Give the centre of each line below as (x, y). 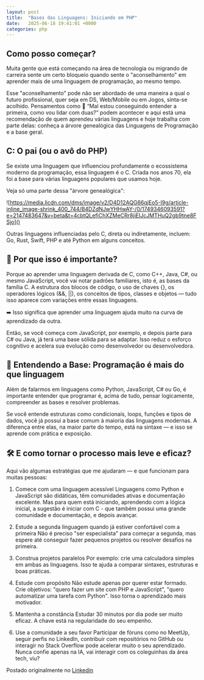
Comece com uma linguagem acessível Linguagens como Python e (100, 489)
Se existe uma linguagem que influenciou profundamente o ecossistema (97, 166)
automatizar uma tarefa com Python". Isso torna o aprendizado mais (100, 596)
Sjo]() (13, 222)
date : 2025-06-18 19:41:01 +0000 (51, 23)
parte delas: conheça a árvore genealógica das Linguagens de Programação (102, 126)
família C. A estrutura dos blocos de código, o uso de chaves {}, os (90, 287)
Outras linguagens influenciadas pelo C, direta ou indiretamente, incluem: (98, 234)
